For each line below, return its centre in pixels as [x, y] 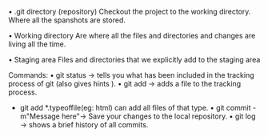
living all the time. [37, 44]
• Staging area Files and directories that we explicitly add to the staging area [134, 60]
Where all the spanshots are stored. [67, 20]
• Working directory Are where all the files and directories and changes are [132, 36]
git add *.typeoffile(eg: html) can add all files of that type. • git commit [135, 108]
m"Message [40, 116]
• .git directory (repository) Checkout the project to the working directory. [130, 12]
